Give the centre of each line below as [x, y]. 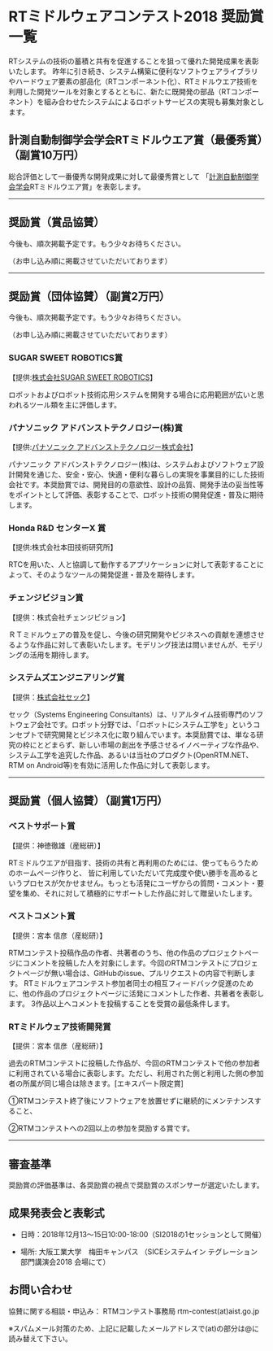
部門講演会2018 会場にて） [65, 1262]
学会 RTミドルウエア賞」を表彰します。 [80, 186]
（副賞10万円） [47, 155]
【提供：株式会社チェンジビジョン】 [69, 617]
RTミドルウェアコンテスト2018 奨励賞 [136, 17]
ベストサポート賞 [42, 826]
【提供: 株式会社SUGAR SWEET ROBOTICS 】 [82, 377]
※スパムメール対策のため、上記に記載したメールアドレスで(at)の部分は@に [134, 1328]
